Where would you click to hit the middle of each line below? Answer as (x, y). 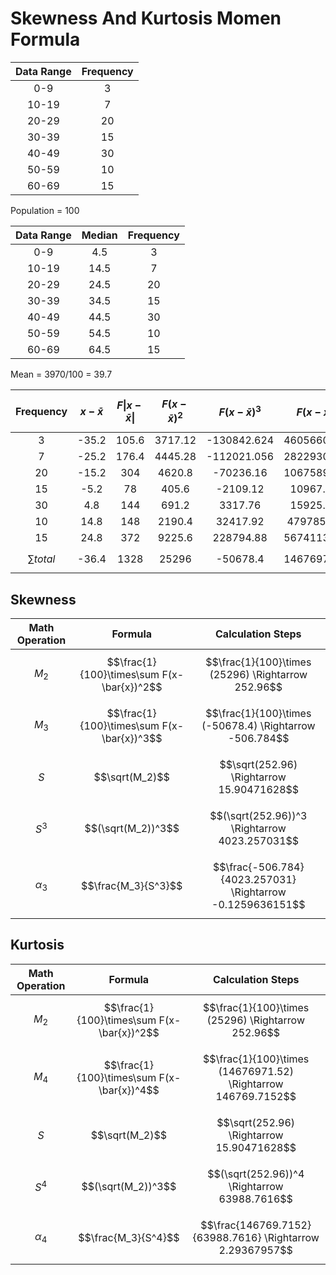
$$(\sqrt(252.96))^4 (256, 1174)
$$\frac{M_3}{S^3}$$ (132, 886)
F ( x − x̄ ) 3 (240, 411)
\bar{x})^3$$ (132, 739)
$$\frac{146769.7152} (256, 1225)
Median (99, 235)
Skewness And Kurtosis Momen (146, 18)
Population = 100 (45, 210)
